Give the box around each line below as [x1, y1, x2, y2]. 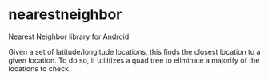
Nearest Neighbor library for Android [8, 32, 130, 41]
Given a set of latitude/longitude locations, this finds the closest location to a [8, 47, 261, 56]
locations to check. [8, 63, 71, 73]
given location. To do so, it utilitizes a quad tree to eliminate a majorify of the [8, 55, 260, 65]
